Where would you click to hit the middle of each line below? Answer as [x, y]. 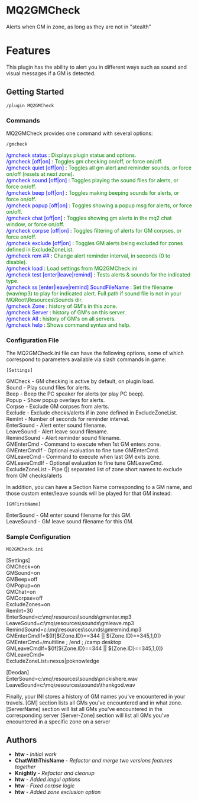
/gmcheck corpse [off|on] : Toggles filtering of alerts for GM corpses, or [94, 230]
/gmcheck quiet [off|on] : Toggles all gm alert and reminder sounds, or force [99, 168]
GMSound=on [23, 572]
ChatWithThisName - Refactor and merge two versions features [93, 761]
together [25, 767]
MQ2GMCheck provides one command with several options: [79, 133]
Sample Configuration [38, 537]
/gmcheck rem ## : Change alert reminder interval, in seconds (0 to [88, 256]
